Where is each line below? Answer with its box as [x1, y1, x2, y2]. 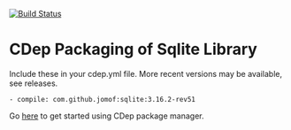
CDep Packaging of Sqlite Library [9, 40, 258, 59]
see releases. [9, 78, 58, 88]
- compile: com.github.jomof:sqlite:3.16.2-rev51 [9, 95, 196, 103]
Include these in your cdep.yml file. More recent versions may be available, [9, 68, 283, 79]
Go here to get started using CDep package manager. [9, 111, 204, 121]
